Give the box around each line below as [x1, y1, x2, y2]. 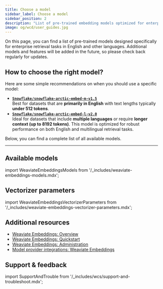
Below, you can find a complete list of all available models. [5, 135, 122, 141]
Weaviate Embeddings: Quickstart [12, 236, 80, 242]
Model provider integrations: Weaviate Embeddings [12, 247, 115, 253]
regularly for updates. [5, 54, 49, 60]
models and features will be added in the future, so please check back [5, 49, 146, 55]
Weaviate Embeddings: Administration [12, 241, 88, 247]
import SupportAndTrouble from [5, 273, 69, 279]
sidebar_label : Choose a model [5, 12, 68, 16]
